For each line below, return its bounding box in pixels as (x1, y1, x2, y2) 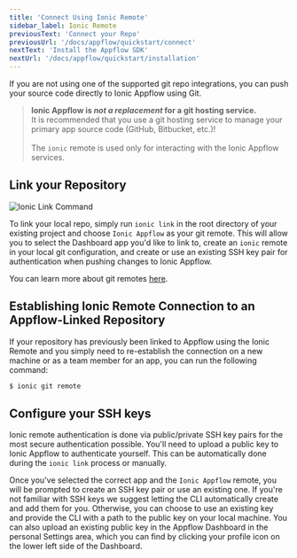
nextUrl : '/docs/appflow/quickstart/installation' (9, 54, 200, 63)
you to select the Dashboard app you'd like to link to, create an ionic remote (9, 236, 288, 248)
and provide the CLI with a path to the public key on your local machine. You (9, 513, 288, 523)
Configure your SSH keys (9, 406, 152, 421)
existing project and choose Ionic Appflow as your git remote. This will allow (9, 228, 288, 238)
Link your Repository (9, 178, 127, 193)
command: (9, 364, 49, 375)
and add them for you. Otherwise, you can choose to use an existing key (9, 503, 274, 514)
